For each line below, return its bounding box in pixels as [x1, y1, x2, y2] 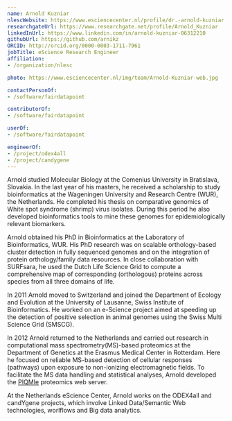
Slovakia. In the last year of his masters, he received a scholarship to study [7, 183, 221, 191]
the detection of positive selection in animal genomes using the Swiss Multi [7, 313, 222, 321]
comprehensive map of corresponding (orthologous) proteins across [7, 270, 203, 278]
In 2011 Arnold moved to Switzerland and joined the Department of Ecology [7, 291, 222, 299]
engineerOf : [7, 144, 42, 151]
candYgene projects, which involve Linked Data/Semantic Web [7, 399, 186, 407]
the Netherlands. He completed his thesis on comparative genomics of [7, 198, 209, 206]
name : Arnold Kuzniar [7, 10, 70, 17]
